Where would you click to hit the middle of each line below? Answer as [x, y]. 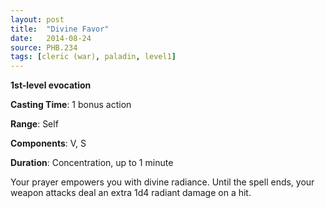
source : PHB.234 [44, 47]
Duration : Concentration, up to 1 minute [92, 163]
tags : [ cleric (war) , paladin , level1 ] [93, 57]
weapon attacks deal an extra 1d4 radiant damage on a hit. [131, 193]
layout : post [37, 19]
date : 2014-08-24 [51, 38]
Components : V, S [48, 143]
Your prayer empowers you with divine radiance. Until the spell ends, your [162, 182]
